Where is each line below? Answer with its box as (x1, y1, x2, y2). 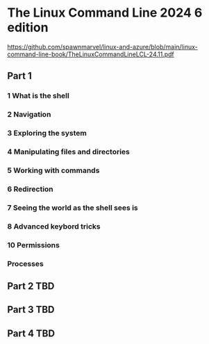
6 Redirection (7, 184, 53, 194)
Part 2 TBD (7, 280, 55, 292)
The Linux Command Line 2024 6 (7, 5, 203, 21)
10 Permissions (7, 240, 60, 249)
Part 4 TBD (7, 327, 56, 339)
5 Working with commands (7, 165, 100, 175)
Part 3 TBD (7, 304, 55, 316)
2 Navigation (7, 110, 51, 120)
